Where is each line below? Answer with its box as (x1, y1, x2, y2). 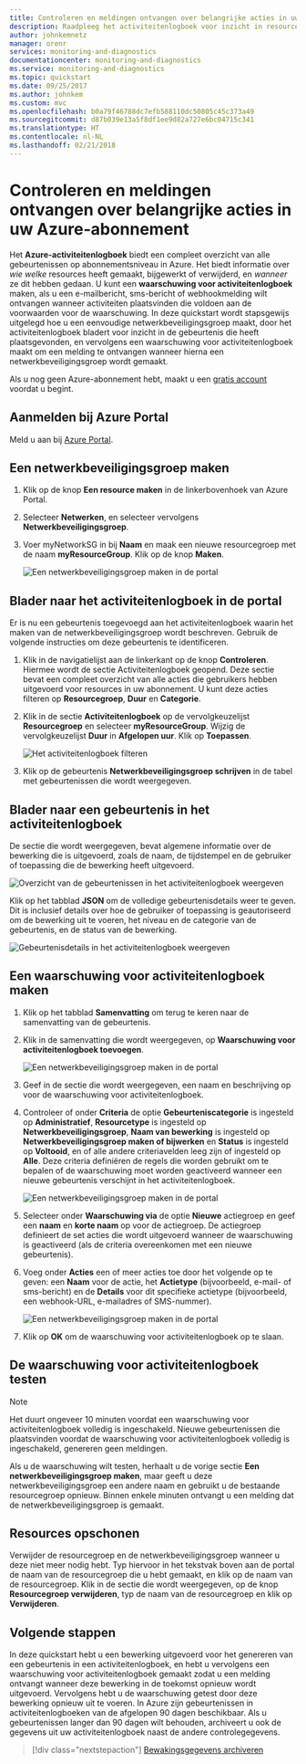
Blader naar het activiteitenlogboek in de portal (9, 593, 282, 608)
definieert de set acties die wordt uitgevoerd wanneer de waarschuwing (22, 1229, 293, 1240)
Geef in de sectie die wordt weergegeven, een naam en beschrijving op (22, 1079, 291, 1090)
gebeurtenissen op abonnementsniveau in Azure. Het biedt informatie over (9, 258, 290, 269)
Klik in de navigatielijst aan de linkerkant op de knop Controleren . (22, 655, 269, 666)
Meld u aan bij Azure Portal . (9, 434, 114, 445)
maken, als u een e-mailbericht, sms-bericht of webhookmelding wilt (9, 288, 268, 299)
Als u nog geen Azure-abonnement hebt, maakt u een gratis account (9, 373, 267, 384)
